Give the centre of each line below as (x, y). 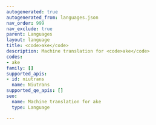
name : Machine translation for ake (57, 101)
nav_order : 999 (25, 23)
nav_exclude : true (29, 29)
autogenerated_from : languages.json (52, 18)
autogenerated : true (32, 12)
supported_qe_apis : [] (35, 91)
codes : (15, 57)
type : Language (31, 107)
